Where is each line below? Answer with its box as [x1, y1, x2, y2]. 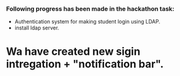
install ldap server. [14, 24, 59, 31]
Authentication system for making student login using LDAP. [14, 18, 161, 25]
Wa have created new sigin [6, 45, 141, 58]
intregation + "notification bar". [6, 58, 164, 71]
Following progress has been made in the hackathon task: [6, 5, 175, 13]
